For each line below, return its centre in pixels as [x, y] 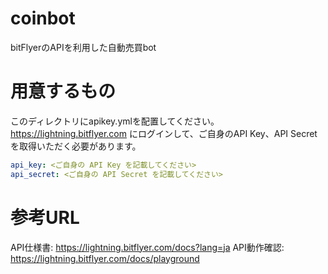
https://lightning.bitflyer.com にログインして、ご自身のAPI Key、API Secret [164, 133]
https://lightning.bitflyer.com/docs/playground [105, 258]
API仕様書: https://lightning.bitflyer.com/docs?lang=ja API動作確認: [147, 247]
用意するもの [63, 91]
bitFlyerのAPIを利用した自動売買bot [83, 47]
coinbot [43, 18]
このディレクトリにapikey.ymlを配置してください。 [115, 121]
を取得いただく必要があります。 [76, 146]
